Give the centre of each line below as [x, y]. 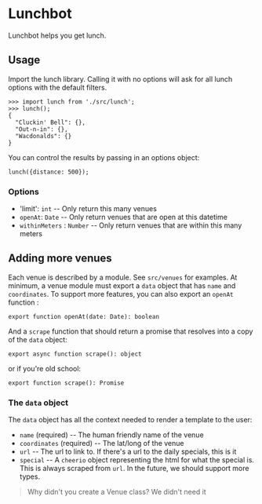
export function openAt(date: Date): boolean [84, 316]
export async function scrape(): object [75, 354]
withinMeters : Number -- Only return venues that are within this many [131, 225]
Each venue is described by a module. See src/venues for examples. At [123, 277]
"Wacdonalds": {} [44, 136]
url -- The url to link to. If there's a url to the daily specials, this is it [128, 451]
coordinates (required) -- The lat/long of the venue [102, 444]
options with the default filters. [58, 87]
